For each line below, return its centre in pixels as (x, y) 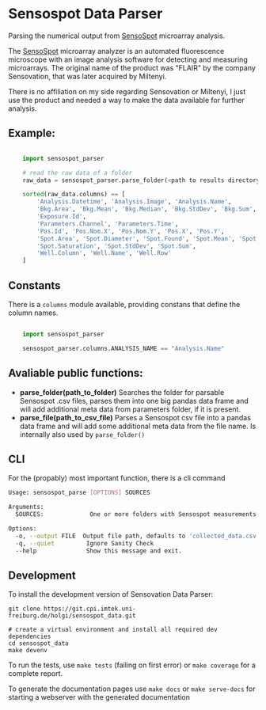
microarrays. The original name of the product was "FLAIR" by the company (132, 67)
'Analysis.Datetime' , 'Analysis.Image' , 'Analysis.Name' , (134, 202)
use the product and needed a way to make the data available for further (127, 100)
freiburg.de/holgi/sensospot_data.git (72, 616)
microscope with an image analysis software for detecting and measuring (128, 59)
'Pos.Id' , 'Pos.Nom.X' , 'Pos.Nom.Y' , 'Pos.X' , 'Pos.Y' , (131, 231)
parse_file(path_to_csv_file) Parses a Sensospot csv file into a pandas (135, 417)
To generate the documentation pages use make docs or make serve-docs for (132, 689)
